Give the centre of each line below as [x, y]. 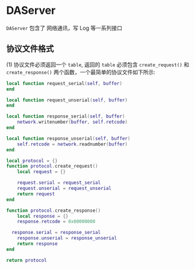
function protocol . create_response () [54, 210]
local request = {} [42, 172]
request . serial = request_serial [59, 183]
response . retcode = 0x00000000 [56, 222]
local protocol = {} [32, 160]
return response [38, 244]
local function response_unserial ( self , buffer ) [68, 138]
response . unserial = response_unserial [67, 238]
